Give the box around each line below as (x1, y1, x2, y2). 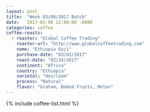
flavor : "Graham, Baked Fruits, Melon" (16, 84, 114, 90)
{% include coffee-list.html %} (6, 100, 79, 107)
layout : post (6, 8, 38, 15)
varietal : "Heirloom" (16, 73, 69, 79)
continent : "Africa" (16, 62, 67, 68)
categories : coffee (6, 24, 54, 31)
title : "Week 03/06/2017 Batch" (6, 14, 88, 20)
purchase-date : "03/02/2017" (16, 52, 88, 57)
